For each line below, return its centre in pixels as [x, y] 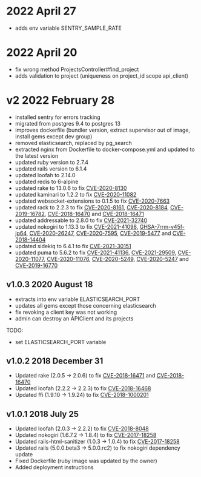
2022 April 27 [41, 11]
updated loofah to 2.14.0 [45, 175]
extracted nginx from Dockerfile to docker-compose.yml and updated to [105, 149]
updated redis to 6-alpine [47, 181]
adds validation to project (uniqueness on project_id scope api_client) [102, 76]
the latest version [37, 155]
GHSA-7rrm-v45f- [162, 226]
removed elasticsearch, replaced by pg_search [73, 143]
